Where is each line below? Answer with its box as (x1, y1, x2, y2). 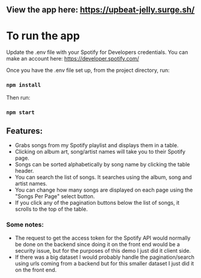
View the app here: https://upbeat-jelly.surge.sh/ (6, 5, 195, 15)
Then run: (6, 94, 31, 101)
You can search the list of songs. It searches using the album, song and (14, 174, 192, 181)
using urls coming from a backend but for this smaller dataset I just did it (14, 259, 194, 267)
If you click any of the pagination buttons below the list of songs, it (14, 199, 180, 207)
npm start (6, 109, 35, 116)
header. (14, 168, 34, 175)
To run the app (6, 29, 80, 43)
